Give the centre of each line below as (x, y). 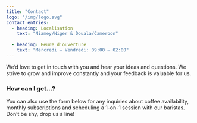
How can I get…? (31, 88)
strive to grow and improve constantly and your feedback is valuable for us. (99, 73)
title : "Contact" (28, 12)
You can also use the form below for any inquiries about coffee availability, (98, 102)
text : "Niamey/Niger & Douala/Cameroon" (68, 34)
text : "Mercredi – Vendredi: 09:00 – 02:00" (73, 50)
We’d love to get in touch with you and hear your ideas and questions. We (96, 67)
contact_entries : (28, 22)
